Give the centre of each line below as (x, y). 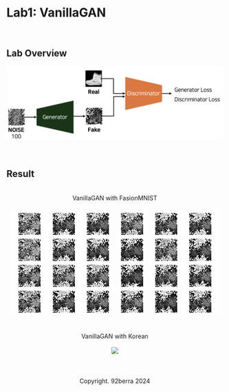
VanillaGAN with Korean (115, 336)
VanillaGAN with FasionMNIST (115, 198)
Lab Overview (37, 53)
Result (21, 174)
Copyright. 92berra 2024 (115, 381)
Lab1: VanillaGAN (56, 13)
